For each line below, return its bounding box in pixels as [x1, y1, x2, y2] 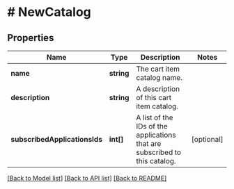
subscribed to [135, 147, 182, 157]
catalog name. [135, 73, 183, 82]
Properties [7, 32, 54, 44]
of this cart [135, 93, 172, 102]
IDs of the [135, 122, 169, 131]
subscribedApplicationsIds [10, 135, 103, 144]
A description [135, 84, 180, 94]
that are [135, 139, 162, 148]
